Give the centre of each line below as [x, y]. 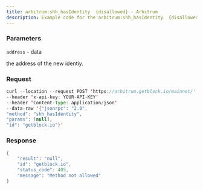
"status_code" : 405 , [43, 170]
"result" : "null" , [40, 159]
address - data [24, 51]
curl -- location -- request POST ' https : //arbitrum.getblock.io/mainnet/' [101, 92]
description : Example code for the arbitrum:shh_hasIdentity [85, 17]
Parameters [24, 39]
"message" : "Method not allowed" [59, 176]
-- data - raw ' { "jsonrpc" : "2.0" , [47, 108]
